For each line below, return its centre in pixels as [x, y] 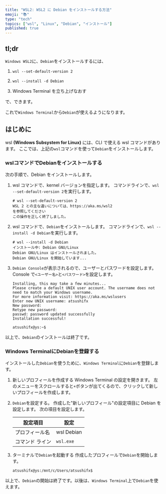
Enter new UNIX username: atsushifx [50, 301]
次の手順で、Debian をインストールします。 [50, 174]
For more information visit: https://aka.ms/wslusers [69, 297]
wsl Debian [69, 432]
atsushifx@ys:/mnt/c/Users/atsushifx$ [52, 471]
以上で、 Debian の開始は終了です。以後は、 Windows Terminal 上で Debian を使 [82, 481]
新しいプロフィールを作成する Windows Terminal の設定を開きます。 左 [85, 380]
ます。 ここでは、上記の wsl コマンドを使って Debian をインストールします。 [81, 149]
